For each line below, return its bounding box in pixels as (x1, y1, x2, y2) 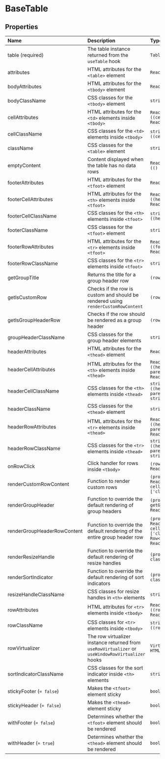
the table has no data (87, 162, 136, 169)
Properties (5, 23, 38, 31)
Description (87, 37, 115, 44)
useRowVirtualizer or (87, 646, 137, 652)
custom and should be (87, 291, 139, 298)
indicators (87, 580, 110, 587)
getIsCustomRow (7, 294, 47, 301)
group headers (87, 508, 122, 514)
